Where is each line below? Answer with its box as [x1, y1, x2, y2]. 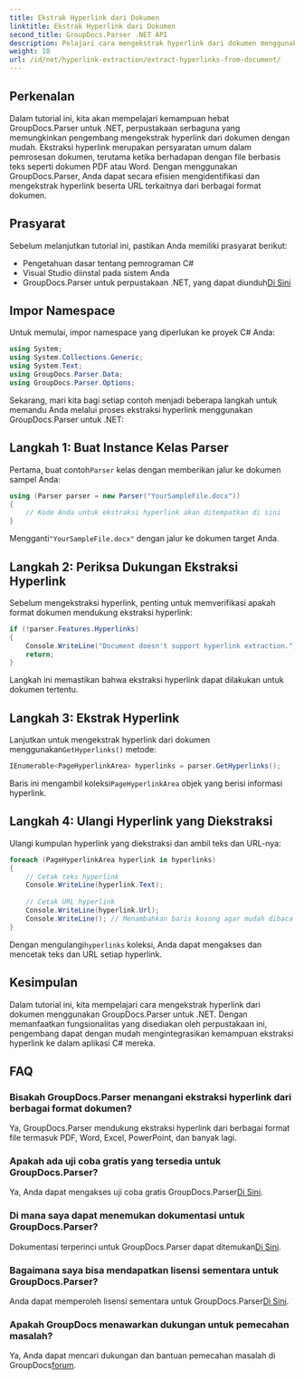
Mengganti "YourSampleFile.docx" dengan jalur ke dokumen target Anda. [9, 533, 280, 544]
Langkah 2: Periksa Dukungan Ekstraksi [9, 559, 238, 575]
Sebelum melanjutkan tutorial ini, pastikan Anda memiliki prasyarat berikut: [9, 240, 288, 251]
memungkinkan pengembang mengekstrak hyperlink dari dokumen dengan [9, 132, 290, 143]
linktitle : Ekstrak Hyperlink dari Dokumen [9, 22, 176, 31]
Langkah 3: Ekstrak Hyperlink [9, 710, 180, 725]
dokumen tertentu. [9, 685, 79, 695]
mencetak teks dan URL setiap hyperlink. [9, 948, 163, 960]
